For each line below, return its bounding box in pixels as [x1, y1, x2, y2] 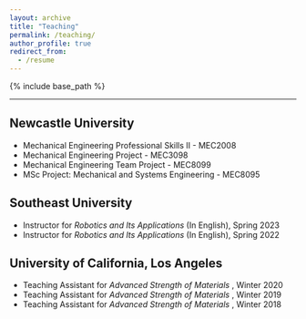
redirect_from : [9, 47, 67, 57]
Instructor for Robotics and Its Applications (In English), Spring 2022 [22, 229, 280, 240]
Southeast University [9, 195, 133, 211]
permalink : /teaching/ [9, 30, 96, 39]
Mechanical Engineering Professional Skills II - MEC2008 [22, 139, 237, 150]
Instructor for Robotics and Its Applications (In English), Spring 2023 [22, 220, 280, 231]
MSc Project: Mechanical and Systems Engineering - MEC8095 [22, 169, 260, 180]
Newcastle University [9, 116, 135, 131]
